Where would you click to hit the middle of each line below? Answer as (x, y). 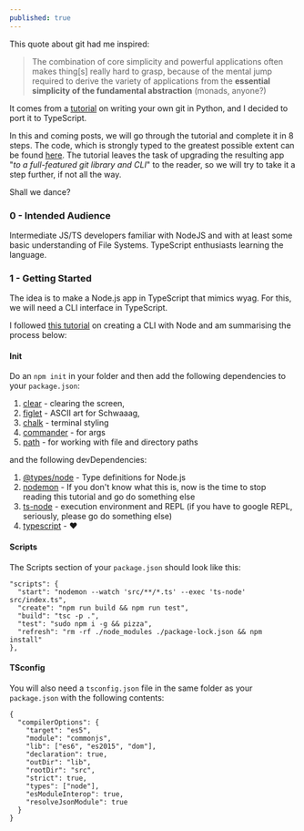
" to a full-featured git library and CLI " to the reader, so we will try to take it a (152, 164)
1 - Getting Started (51, 278)
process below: (38, 335)
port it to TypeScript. (48, 118)
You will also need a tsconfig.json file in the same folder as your (131, 688)
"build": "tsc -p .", (59, 616)
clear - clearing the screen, (74, 404)
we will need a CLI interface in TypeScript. (89, 308)
